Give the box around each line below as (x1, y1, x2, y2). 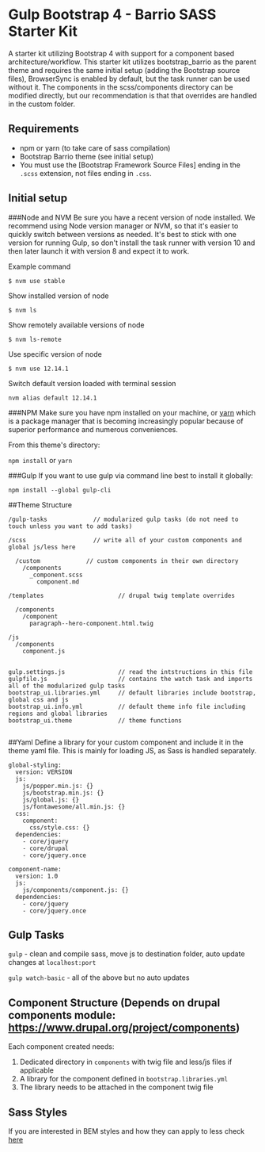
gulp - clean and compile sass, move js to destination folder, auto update (8, 949, 245, 959)
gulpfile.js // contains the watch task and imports (8, 675, 253, 683)
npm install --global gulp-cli (8, 486, 112, 494)
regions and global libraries (8, 710, 108, 718)
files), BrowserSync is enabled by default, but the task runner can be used (8, 74, 251, 83)
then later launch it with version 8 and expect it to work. (8, 246, 190, 255)
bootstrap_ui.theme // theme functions (8, 716, 182, 725)
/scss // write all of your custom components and (8, 536, 243, 544)
